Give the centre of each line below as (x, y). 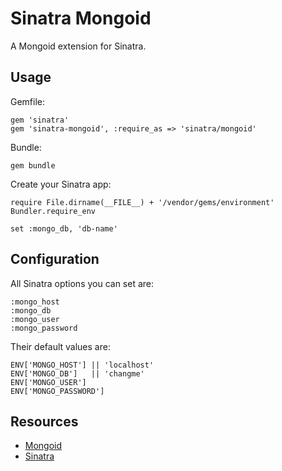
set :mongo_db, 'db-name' (64, 228)
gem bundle (33, 165)
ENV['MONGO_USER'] (48, 382)
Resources (44, 421)
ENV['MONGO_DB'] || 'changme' (77, 373)
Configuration (55, 259)
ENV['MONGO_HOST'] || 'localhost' (82, 365)
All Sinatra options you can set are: (82, 283)
